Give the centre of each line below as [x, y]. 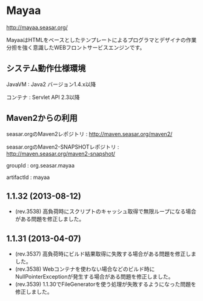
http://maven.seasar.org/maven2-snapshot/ [61, 154]
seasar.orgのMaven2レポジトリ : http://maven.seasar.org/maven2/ [89, 134]
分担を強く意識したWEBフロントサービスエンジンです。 [76, 47]
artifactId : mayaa [28, 177]
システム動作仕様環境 [46, 68]
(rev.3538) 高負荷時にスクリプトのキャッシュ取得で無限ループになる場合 [106, 211]
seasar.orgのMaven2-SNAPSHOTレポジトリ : [63, 147]
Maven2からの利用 [42, 118]
